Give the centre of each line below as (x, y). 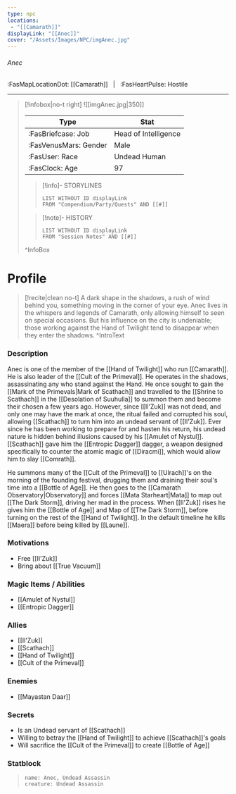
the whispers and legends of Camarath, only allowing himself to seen (124, 313)
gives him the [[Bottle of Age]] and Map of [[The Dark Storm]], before (108, 510)
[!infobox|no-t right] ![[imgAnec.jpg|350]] (84, 105)
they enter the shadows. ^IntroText (74, 335)
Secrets (21, 714)
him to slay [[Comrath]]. (42, 459)
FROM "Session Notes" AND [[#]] (89, 237)
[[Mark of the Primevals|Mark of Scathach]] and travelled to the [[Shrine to (115, 391)
